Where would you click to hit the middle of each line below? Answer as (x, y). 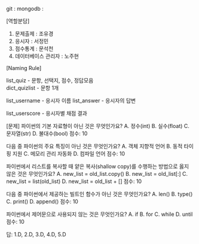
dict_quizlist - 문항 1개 (33, 88)
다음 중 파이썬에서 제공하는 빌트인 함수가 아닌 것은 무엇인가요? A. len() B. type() (99, 194)
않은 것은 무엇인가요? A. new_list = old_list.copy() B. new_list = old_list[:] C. (97, 174)
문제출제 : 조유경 (34, 33)
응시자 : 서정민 (32, 41)
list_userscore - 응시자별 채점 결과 (47, 113)
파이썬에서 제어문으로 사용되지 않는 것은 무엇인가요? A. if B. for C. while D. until (99, 214)
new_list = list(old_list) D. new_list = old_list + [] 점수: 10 (74, 181)
